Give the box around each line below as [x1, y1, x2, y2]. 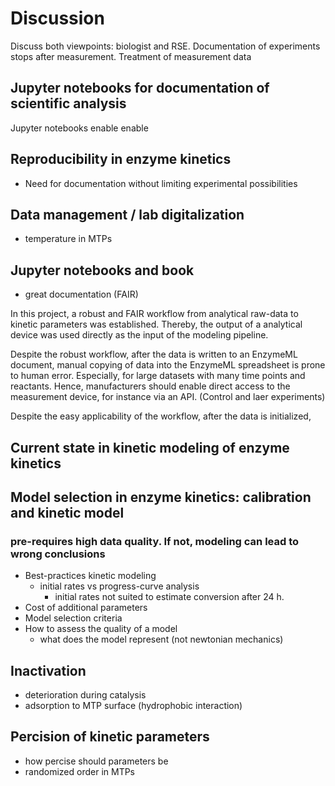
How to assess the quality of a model [24, 623, 178, 635]
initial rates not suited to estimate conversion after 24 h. [54, 591, 285, 603]
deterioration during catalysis [24, 689, 147, 701]
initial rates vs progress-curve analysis [39, 580, 200, 592]
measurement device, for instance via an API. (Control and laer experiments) [10, 391, 326, 403]
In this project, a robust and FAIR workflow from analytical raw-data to [10, 308, 299, 320]
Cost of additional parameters [24, 602, 148, 614]
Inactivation [10, 662, 87, 679]
